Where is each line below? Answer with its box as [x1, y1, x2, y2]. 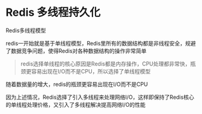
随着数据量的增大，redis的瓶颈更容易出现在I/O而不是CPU [5, 80, 148, 88]
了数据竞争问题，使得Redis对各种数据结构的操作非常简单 [5, 47, 147, 55]
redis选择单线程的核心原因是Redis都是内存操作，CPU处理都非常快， [20, 60, 191, 67]
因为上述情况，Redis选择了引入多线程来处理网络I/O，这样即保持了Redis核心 [5, 93, 195, 101]
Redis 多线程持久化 [5, 5, 101, 19]
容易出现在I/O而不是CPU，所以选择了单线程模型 [31, 67, 151, 75]
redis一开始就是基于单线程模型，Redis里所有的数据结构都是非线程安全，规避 [5, 39, 196, 47]
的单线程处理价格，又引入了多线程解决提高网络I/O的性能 [5, 101, 146, 108]
